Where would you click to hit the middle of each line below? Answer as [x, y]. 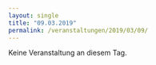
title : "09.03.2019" [43, 23]
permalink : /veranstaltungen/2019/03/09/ [78, 30]
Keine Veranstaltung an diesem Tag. [68, 53]
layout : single [34, 15]
